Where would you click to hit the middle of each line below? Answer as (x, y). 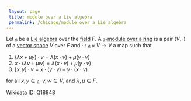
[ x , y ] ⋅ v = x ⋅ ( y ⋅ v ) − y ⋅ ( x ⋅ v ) (51, 69)
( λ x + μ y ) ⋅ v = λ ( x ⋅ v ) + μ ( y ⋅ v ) (52, 57)
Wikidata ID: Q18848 (31, 93)
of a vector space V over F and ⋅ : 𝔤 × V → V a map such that (79, 46)
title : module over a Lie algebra (51, 17)
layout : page (25, 11)
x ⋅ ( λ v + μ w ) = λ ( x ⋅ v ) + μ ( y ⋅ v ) (53, 63)
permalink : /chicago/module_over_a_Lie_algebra (67, 22)
